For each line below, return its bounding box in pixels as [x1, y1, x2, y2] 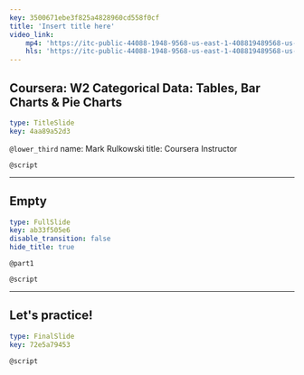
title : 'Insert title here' [9, 22, 116, 31]
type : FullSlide [9, 218, 71, 227]
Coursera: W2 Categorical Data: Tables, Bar [9, 80, 261, 96]
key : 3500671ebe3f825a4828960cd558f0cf [9, 13, 160, 23]
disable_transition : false [9, 234, 111, 244]
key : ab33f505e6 [9, 226, 71, 235]
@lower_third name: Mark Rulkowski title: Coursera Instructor [9, 143, 238, 154]
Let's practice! [9, 308, 93, 323]
